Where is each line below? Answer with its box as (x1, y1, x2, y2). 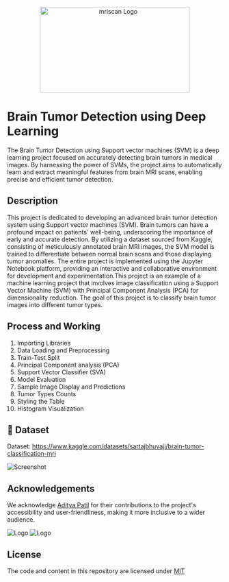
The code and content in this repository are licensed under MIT (7, 567, 185, 575)
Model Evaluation (16, 375, 66, 383)
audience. (7, 516, 36, 524)
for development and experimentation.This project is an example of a (7, 271, 202, 280)
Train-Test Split (16, 353, 60, 361)
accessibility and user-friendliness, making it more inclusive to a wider (7, 508, 206, 517)
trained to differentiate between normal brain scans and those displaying (7, 250, 212, 258)
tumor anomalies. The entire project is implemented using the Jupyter (7, 257, 204, 265)
